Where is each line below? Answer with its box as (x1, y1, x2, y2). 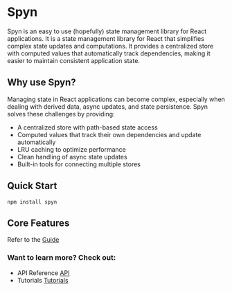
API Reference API (17, 268, 70, 277)
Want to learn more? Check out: (7, 253, 116, 263)
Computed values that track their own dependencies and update (17, 130, 202, 139)
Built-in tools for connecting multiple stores (17, 160, 141, 168)
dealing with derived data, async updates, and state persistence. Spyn (7, 102, 208, 111)
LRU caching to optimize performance (17, 145, 126, 153)
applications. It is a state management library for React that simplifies (7, 34, 204, 42)
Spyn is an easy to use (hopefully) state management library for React (7, 27, 207, 35)
